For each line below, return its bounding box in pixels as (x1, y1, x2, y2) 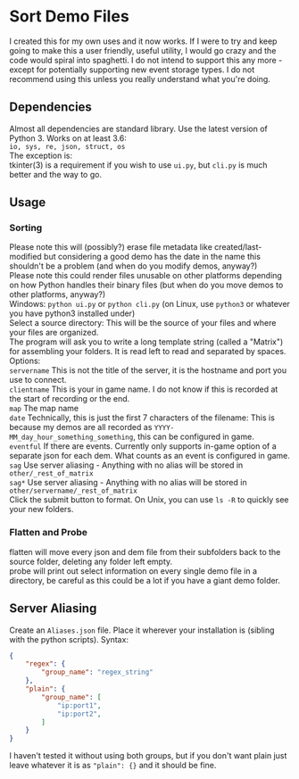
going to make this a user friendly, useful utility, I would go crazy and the (9, 45, 277, 55)
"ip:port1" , (56, 700, 102, 710)
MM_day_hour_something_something (9, 433, 134, 443)
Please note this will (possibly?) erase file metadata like (9, 242, 212, 253)
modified (9, 252, 42, 262)
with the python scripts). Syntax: (9, 634, 129, 644)
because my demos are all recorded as (9, 422, 153, 433)
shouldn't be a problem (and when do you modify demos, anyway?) (9, 261, 258, 271)
